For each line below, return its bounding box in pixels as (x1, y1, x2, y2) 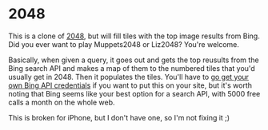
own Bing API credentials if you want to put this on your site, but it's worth (8, 81, 253, 90)
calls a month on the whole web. (8, 97, 115, 107)
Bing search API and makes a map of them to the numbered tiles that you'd (8, 63, 256, 73)
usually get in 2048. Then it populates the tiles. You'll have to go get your (8, 72, 250, 81)
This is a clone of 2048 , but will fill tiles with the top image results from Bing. (8, 31, 260, 41)
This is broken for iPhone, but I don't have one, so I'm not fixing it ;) (8, 112, 230, 122)
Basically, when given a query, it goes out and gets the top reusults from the (8, 55, 259, 65)
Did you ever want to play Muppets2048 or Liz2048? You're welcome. (8, 39, 240, 49)
